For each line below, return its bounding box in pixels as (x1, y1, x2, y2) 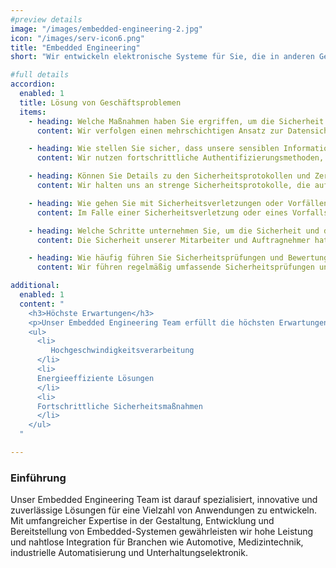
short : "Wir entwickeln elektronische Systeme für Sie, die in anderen (10, 52, 315, 62)
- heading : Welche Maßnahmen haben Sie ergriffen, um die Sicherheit (28, 116, 325, 126)
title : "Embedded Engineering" (10, 42, 141, 53)
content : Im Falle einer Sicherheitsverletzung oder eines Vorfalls (36, 207, 329, 218)
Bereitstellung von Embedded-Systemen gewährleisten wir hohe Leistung (10, 526, 314, 538)
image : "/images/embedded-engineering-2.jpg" (10, 24, 203, 34)
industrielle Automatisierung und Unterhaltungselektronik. (10, 547, 248, 559)
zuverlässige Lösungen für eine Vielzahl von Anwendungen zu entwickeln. (10, 504, 318, 516)
